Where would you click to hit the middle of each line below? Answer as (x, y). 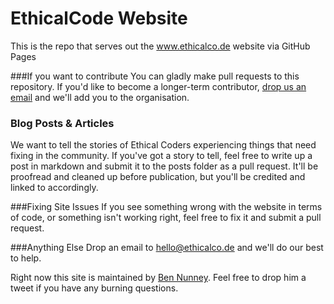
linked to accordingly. (54, 188)
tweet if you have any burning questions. (94, 288)
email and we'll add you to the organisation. (100, 97)
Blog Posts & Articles (62, 123)
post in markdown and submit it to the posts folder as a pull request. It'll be (164, 166)
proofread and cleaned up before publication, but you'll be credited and (158, 177)
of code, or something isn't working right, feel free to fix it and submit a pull (166, 218)
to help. (26, 258)
